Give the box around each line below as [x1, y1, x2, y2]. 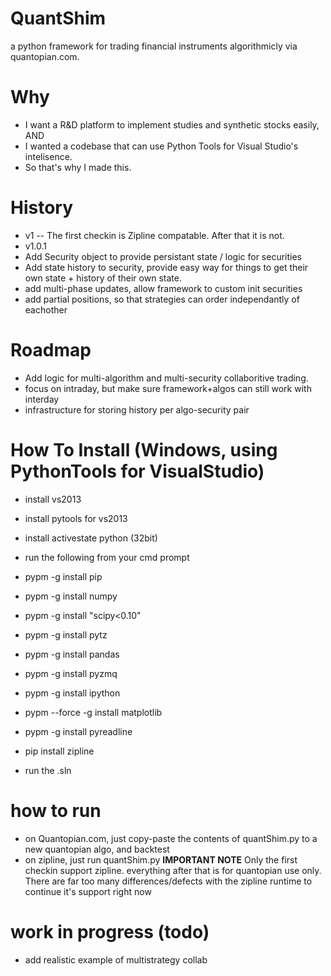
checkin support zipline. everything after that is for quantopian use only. [24, 864, 322, 876]
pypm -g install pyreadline [24, 725, 133, 737]
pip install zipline [24, 745, 95, 757]
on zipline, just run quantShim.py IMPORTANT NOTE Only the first [24, 853, 298, 866]
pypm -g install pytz [24, 628, 108, 641]
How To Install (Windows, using [10, 438, 278, 461]
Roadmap [10, 339, 92, 361]
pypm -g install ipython [24, 687, 121, 699]
